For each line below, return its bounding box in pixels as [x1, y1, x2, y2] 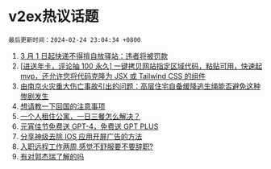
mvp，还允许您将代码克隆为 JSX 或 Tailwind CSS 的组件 [19, 71, 206, 80]
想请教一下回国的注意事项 [19, 101, 106, 111]
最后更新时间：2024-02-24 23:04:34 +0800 [8, 35, 141, 44]
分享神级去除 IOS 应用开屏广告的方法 [19, 131, 143, 141]
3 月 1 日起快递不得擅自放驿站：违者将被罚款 [19, 51, 168, 60]
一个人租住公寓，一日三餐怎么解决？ [19, 111, 141, 121]
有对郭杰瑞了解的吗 [19, 151, 85, 161]
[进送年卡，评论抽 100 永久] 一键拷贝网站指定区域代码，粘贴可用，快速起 [19, 61, 263, 71]
